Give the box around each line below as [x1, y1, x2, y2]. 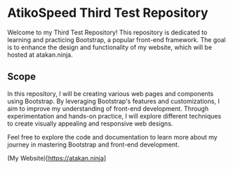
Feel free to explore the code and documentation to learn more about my [7, 133, 218, 141]
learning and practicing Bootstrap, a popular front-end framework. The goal [7, 35, 226, 43]
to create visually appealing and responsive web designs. [7, 119, 173, 128]
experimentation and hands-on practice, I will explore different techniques [7, 111, 222, 120]
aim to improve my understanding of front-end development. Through [7, 104, 209, 113]
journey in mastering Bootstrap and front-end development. [7, 140, 180, 149]
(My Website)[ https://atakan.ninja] [7, 154, 107, 162]
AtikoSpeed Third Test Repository [7, 5, 208, 21]
